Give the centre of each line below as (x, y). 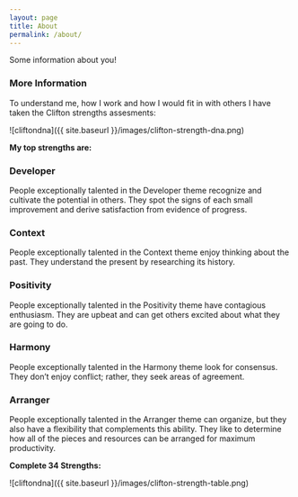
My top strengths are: (51, 147)
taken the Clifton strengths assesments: (83, 113)
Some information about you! (63, 60)
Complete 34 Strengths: (55, 465)
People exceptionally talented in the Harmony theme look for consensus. (144, 366)
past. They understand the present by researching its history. (123, 262)
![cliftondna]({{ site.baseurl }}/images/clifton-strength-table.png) (129, 483)
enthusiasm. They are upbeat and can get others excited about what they (145, 314)
